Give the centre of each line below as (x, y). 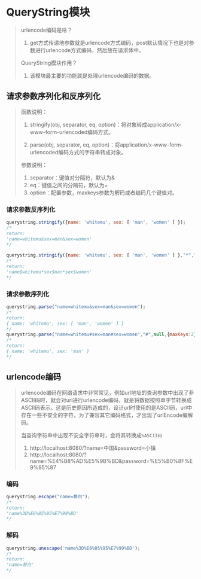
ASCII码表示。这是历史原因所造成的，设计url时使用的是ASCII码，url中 (106, 407)
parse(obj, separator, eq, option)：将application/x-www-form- (106, 145)
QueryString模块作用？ (49, 63)
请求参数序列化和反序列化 (53, 96)
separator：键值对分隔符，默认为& (72, 178)
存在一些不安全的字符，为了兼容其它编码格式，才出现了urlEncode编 (104, 415)
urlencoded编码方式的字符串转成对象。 (78, 152)
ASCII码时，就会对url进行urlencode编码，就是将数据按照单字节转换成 (106, 400)
